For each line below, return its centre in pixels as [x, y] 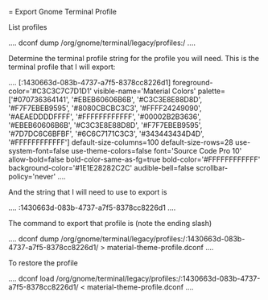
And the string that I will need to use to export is [88, 192]
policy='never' [32, 177]
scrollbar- [212, 168]
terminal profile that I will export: [62, 67]
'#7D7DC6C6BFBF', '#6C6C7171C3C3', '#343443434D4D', [106, 134]
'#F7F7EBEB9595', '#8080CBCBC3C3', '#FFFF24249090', [105, 108]
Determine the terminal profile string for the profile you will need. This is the [134, 58]
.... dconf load [31, 278]
